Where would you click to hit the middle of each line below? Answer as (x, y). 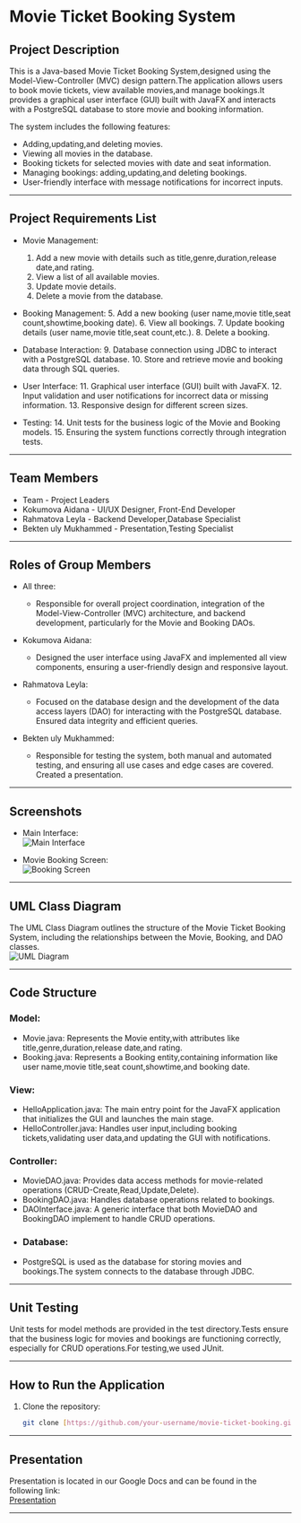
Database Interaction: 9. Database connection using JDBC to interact (150, 349)
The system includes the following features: (90, 126)
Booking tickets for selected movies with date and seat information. (146, 163)
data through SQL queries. (71, 369)
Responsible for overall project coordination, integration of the (150, 604)
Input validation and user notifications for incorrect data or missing (145, 396)
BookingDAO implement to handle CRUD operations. (119, 1219)
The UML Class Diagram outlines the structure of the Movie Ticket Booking (148, 928)
